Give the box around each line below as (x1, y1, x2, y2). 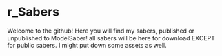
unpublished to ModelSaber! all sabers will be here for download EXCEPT (7, 33, 216, 42)
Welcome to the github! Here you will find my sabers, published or (7, 27, 195, 35)
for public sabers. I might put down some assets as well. (7, 41, 167, 49)
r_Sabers (7, 4, 60, 20)
